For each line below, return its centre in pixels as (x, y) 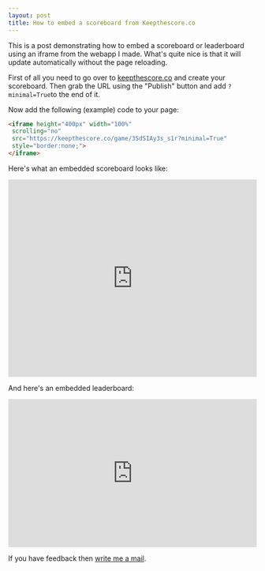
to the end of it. (75, 94)
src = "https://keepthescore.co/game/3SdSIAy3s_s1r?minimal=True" (119, 139)
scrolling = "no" (36, 131)
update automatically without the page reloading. (88, 62)
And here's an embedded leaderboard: (71, 388)
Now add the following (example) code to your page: (93, 109)
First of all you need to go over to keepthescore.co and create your (117, 77)
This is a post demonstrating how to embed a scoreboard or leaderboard (126, 45)
